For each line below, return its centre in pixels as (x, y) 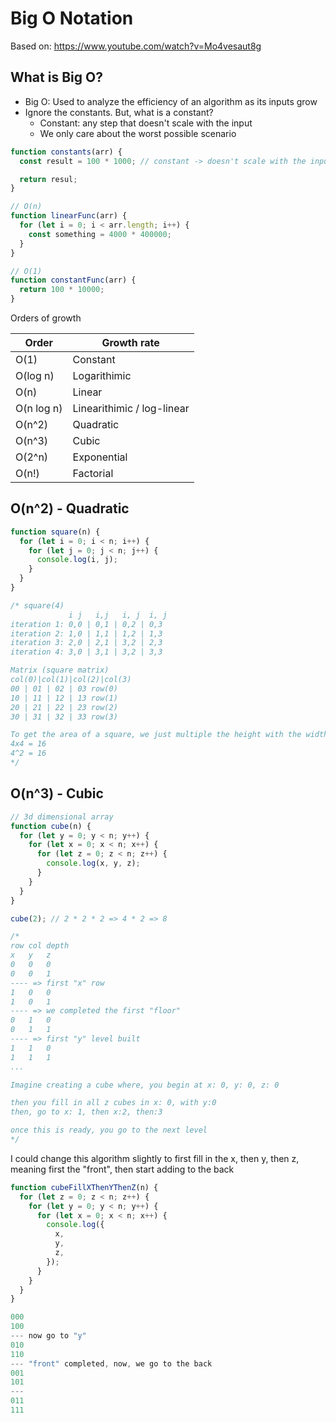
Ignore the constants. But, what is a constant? (119, 112)
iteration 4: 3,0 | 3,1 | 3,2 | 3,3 (86, 652)
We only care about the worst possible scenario (138, 133)
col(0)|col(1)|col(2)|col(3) (71, 680)
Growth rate (130, 342)
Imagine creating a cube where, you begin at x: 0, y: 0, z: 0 (145, 1085)
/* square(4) (37, 605)
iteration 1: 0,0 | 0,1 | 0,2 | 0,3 (86, 624)
